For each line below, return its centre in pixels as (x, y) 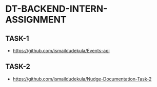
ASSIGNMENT (36, 20)
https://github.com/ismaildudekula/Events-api (61, 51)
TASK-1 (17, 38)
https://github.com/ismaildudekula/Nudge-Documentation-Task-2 (82, 79)
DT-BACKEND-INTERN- (56, 9)
